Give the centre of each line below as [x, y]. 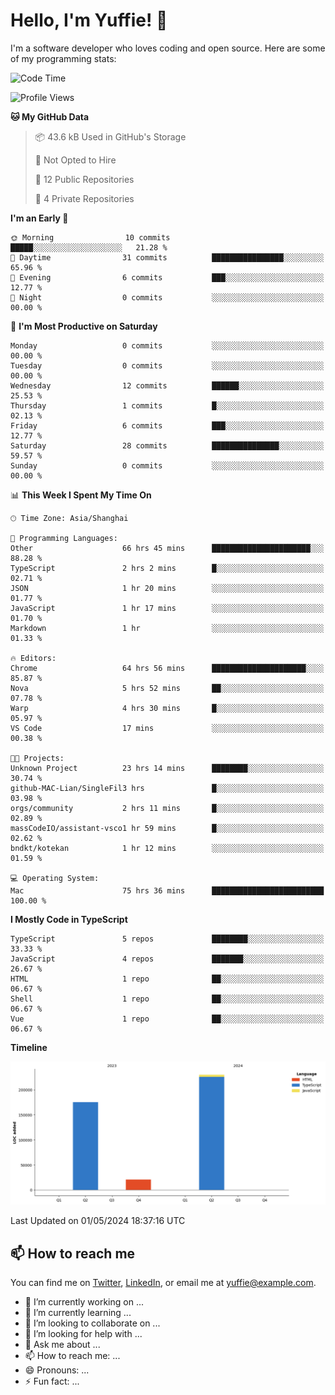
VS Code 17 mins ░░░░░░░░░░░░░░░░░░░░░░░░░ [167, 728]
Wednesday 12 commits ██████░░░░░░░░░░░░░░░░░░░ [167, 385]
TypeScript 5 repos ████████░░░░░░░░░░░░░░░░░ [167, 939]
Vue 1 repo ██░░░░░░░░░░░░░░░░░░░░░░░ [167, 1019]
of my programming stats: [63, 58]
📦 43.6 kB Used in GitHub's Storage [110, 136]
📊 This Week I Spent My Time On [81, 495]
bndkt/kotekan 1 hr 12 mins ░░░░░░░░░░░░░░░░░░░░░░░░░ [167, 848]
